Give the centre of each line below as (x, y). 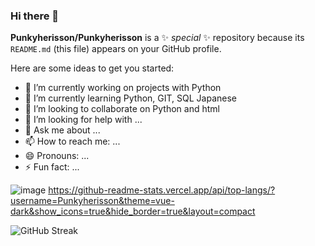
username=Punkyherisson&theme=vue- (92, 201)
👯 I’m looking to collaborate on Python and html (122, 109)
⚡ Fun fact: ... (52, 167)
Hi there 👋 (35, 16)
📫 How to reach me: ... (72, 141)
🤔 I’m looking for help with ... (83, 120)
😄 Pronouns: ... (57, 156)
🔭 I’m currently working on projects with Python (123, 88)
